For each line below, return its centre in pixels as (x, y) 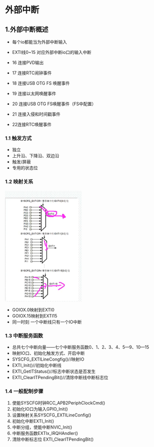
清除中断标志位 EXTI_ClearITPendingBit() (53, 439)
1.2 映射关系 (19, 182)
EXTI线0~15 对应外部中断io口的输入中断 (51, 52)
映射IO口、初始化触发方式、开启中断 (48, 353)
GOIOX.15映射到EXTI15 (34, 316)
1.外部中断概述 (27, 29)
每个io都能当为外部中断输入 (39, 42)
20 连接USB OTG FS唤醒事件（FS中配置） (54, 104)
